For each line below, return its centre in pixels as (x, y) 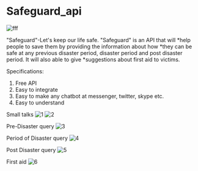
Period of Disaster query (37, 138)
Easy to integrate (36, 89)
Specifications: (25, 71)
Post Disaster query (31, 150)
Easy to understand (40, 103)
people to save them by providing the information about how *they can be (99, 46)
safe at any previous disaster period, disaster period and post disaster (94, 53)
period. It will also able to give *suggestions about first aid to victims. (93, 59)
